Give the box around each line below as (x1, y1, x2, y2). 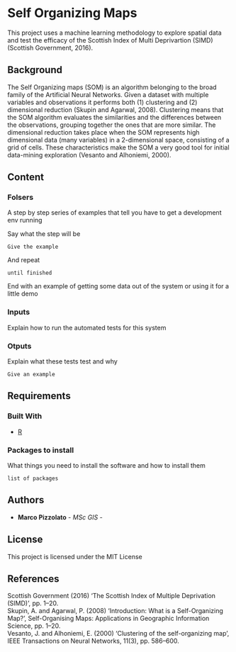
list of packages (7, 475, 59, 483)
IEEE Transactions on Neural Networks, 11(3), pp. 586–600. (7, 636, 179, 646)
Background (7, 64, 62, 76)
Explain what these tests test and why (7, 357, 118, 366)
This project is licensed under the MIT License (7, 552, 143, 561)
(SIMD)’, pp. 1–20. (7, 599, 59, 607)
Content (7, 172, 45, 184)
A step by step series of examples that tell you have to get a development (7, 208, 222, 217)
